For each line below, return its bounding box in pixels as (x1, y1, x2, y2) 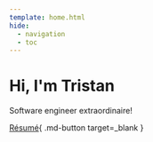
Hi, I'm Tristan (9, 76, 116, 96)
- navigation (17, 29, 66, 38)
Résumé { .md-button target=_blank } (9, 122, 144, 133)
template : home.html (9, 12, 86, 22)
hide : (9, 21, 29, 30)
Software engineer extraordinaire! (9, 106, 133, 116)
